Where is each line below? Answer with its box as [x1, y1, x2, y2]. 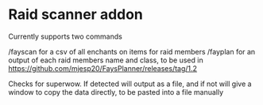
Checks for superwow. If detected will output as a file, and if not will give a [8, 79, 252, 88]
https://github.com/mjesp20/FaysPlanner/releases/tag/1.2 [8, 63, 197, 73]
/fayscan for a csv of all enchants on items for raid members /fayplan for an [8, 47, 256, 56]
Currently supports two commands [8, 32, 123, 41]
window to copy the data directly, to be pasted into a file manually [8, 87, 224, 96]
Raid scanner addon [8, 6, 143, 24]
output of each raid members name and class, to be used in [8, 55, 204, 65]
